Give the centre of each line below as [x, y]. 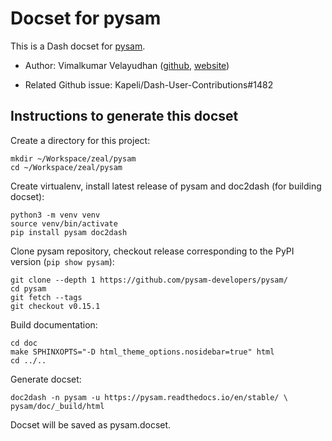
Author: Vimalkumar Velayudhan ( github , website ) [127, 65]
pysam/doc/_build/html [57, 406]
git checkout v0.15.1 [55, 306]
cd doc [24, 343]
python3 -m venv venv [55, 215]
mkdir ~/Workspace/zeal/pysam [73, 158]
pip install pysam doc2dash [69, 232]
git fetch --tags [46, 297]
